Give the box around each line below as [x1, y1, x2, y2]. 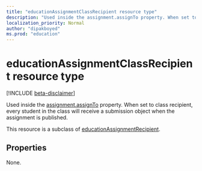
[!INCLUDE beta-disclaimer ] [6, 89, 75, 97]
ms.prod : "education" [6, 31, 61, 37]
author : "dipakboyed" [6, 25, 61, 32]
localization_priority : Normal [6, 20, 85, 26]
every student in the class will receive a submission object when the [6, 107, 175, 115]
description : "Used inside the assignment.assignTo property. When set [6, 14, 189, 20]
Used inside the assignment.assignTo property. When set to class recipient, [6, 101, 194, 109]
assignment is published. [6, 114, 68, 121]
